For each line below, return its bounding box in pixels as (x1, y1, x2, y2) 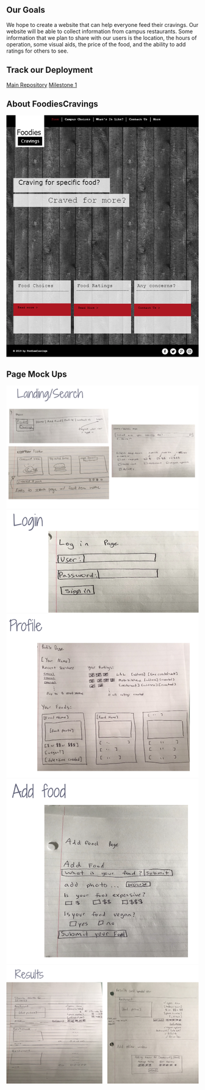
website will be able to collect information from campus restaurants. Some (6, 28, 193, 35)
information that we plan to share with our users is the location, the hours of (6, 34, 197, 42)
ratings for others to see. (6, 47, 69, 54)
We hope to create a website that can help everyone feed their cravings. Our (6, 21, 199, 28)
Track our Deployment (6, 65, 93, 75)
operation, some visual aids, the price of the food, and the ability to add (6, 40, 186, 48)
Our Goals (6, 5, 46, 15)
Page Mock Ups (6, 369, 67, 379)
